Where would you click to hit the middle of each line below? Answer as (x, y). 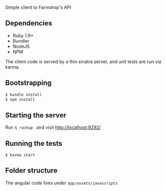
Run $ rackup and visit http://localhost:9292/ (53, 128)
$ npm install (20, 99)
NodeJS (21, 46)
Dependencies (29, 23)
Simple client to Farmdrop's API (38, 7)
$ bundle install (24, 94)
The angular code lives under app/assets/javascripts (61, 183)
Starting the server (36, 115)
